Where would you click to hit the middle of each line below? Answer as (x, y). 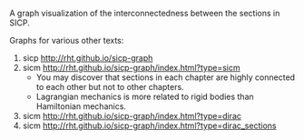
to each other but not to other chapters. (110, 87)
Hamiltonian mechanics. (81, 106)
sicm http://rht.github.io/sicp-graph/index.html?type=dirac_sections (149, 125)
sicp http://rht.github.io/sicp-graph (88, 58)
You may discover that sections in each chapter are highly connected (166, 77)
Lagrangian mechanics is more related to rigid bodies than (145, 96)
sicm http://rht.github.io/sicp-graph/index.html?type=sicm (131, 68)
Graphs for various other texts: (67, 40)
